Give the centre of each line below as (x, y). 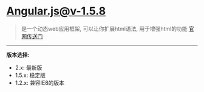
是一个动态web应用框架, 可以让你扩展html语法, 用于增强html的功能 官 (107, 28)
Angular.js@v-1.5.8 (56, 11)
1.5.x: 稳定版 (30, 75)
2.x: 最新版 (29, 67)
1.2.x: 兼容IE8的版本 (40, 82)
